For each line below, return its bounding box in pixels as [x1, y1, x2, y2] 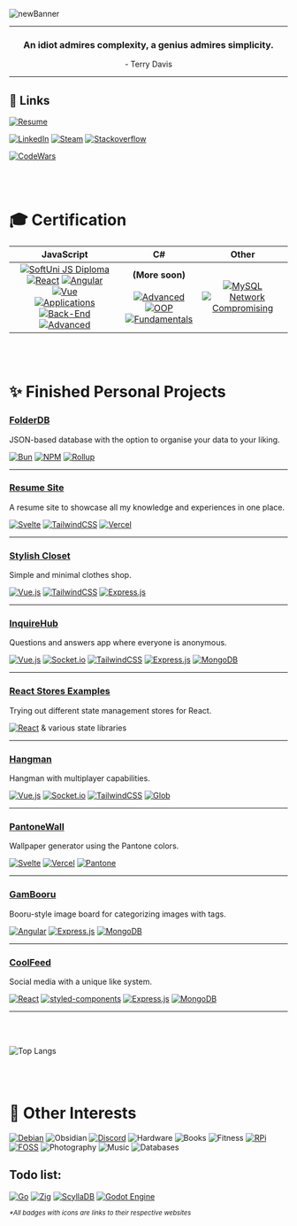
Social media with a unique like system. [9, 976, 153, 987]
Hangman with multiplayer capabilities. [9, 773, 150, 784]
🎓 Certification [9, 210, 126, 230]
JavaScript [41, 248, 88, 261]
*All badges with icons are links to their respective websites [9, 1208, 192, 1217]
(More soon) [132, 269, 186, 281]
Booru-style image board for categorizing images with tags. [9, 909, 227, 919]
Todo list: [9, 1167, 62, 1183]
